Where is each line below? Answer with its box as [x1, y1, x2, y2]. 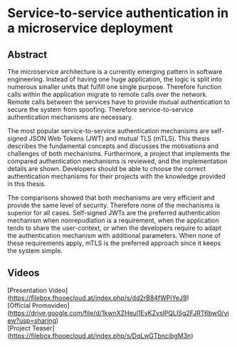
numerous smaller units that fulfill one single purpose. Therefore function [7, 83, 222, 90]
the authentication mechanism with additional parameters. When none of [7, 232, 221, 239]
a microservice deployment [7, 20, 173, 36]
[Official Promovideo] [7, 301, 70, 309]
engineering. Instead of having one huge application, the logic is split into [7, 75, 223, 83]
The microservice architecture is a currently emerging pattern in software [7, 68, 223, 76]
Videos [7, 267, 40, 279]
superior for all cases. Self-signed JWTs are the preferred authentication [7, 209, 221, 217]
